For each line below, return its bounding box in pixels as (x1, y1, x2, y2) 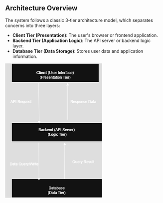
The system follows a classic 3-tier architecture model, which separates (5, 17, 153, 23)
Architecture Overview (5, 4, 78, 12)
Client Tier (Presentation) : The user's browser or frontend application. (12, 32, 158, 38)
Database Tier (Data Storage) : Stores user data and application (12, 48, 144, 54)
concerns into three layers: (5, 22, 61, 28)
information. (12, 53, 37, 59)
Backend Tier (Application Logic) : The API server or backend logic (12, 37, 151, 43)
